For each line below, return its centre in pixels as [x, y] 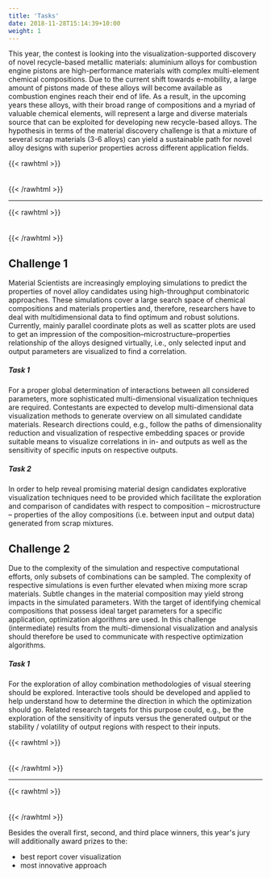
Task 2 [20, 468]
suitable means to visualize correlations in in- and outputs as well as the [128, 442]
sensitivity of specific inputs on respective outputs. [93, 450]
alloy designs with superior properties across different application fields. [129, 148]
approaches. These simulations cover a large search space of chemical [127, 300]
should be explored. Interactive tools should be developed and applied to [129, 692]
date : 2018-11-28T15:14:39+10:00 [65, 23]
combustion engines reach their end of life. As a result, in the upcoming [127, 97]
